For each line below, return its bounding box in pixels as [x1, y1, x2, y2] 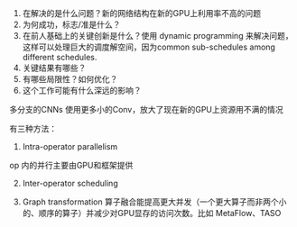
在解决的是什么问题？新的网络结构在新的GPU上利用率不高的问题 [22, 8, 262, 18]
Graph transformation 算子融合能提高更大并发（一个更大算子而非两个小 [22, 196, 287, 207]
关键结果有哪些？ [22, 62, 87, 73]
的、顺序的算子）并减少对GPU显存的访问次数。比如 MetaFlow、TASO [22, 208, 282, 218]
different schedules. [22, 52, 97, 62]
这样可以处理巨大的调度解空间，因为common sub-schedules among [22, 41, 275, 52]
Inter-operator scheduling [22, 178, 119, 188]
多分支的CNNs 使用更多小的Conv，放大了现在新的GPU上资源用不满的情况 [9, 104, 284, 114]
